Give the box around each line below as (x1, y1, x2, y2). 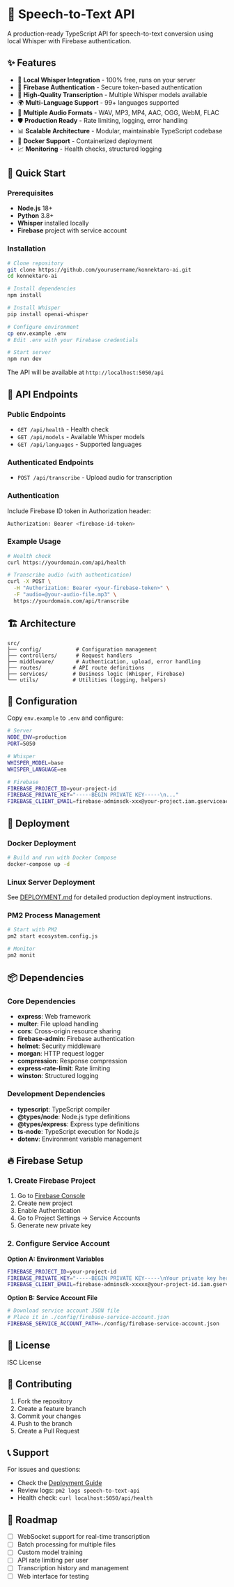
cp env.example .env (7, 330, 68, 337)
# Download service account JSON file (7, 1307, 120, 1315)
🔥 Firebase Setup (7, 1155, 84, 1167)
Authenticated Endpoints (7, 457, 94, 467)
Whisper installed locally (17, 219, 89, 228)
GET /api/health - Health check (17, 425, 109, 434)
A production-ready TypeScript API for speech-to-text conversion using (7, 29, 214, 38)
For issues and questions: (7, 1466, 81, 1474)
